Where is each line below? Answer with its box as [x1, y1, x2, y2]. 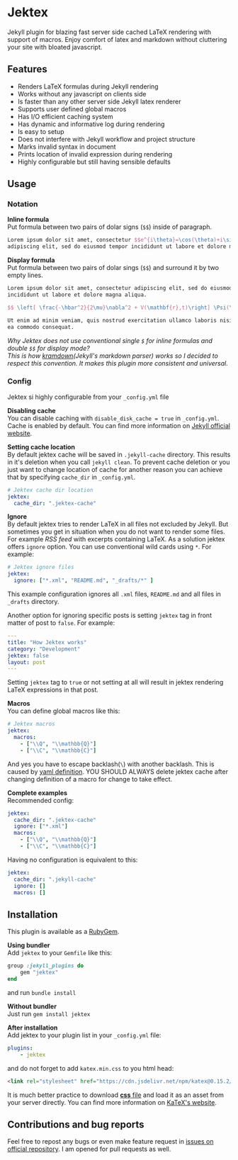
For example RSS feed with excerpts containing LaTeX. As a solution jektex [7, 535, 225, 544]
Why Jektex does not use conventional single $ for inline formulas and [7, 336, 212, 344]
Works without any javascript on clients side [17, 89, 147, 98]
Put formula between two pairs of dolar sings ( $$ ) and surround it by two [7, 264, 220, 272]
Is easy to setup [17, 127, 64, 135]
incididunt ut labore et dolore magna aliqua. [7, 291, 147, 298]
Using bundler [7, 941, 50, 950]
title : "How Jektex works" [7, 638, 87, 646]
